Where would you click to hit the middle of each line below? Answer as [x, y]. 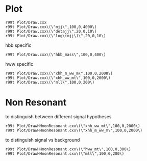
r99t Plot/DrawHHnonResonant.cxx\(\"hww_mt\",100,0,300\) [68, 149]
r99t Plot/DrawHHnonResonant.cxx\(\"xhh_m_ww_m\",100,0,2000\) [74, 130]
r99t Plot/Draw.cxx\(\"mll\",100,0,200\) [50, 82]
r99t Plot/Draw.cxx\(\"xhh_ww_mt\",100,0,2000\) [58, 78]
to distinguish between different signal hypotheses [58, 116]
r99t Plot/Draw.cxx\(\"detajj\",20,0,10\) [51, 31]
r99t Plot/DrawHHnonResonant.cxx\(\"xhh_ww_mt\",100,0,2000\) [73, 126]
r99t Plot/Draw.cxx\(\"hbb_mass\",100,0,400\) [56, 55]
